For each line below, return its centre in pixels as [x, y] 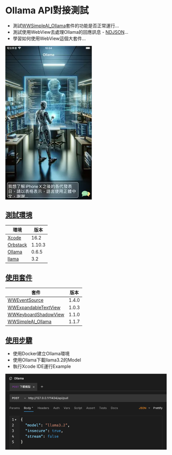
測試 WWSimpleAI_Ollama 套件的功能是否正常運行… [66, 26]
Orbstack [17, 245]
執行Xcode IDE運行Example [42, 366]
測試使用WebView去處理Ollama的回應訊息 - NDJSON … [71, 32]
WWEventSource [25, 300]
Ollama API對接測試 [47, 10]
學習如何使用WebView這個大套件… [49, 38]
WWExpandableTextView [34, 307]
